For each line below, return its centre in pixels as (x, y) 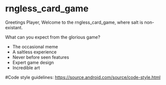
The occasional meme (35, 46)
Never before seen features (41, 57)
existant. (14, 27)
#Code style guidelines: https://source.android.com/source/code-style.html (83, 77)
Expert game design (33, 62)
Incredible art (26, 68)
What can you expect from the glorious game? (53, 37)
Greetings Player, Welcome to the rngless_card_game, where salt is (74, 22)
